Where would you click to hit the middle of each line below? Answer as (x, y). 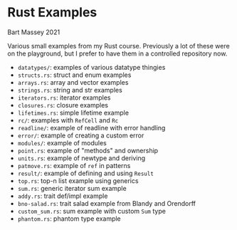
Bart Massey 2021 (34, 32)
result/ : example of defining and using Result (86, 173)
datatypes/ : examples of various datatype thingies (91, 67)
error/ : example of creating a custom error (81, 135)
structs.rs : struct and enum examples (74, 75)
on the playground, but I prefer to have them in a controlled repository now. (117, 53)
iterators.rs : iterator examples (64, 98)
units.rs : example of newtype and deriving (81, 158)
